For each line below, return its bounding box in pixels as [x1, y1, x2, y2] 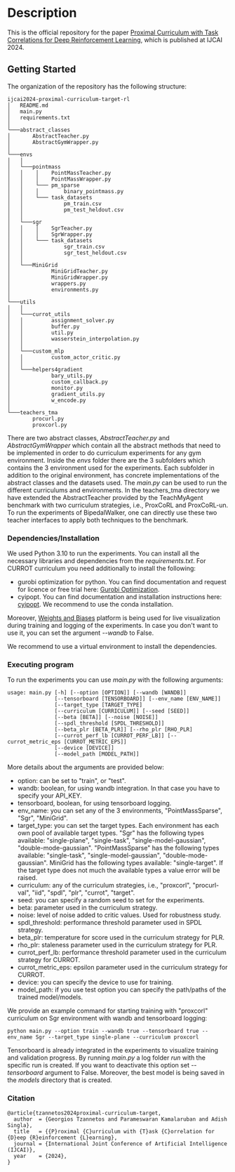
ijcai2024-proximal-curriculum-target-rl [7, 96, 130, 103]
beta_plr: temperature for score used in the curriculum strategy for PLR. [17, 933, 225, 942]
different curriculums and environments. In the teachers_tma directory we [7, 486, 220, 494]
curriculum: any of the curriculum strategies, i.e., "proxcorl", [17, 881, 192, 890]
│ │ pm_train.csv [7, 200, 102, 207]
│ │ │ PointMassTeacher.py [7, 169, 112, 176]
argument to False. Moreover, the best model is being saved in [44, 1069, 225, 1077]
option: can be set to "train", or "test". [17, 777, 126, 785]
